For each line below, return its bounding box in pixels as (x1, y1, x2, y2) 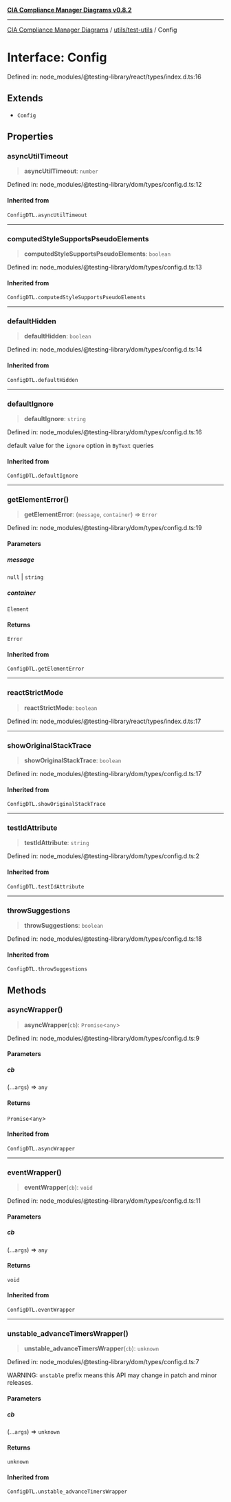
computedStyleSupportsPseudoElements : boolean (23, 250, 171, 258)
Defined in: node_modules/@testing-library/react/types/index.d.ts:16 (7, 72, 201, 81)
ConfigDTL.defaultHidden (7, 376, 78, 383)
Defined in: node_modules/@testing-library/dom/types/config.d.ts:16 (7, 427, 202, 436)
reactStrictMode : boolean (23, 703, 98, 712)
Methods (7, 984, 47, 996)
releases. (7, 1379, 33, 1387)
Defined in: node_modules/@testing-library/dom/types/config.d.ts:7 (7, 1358, 199, 1366)
